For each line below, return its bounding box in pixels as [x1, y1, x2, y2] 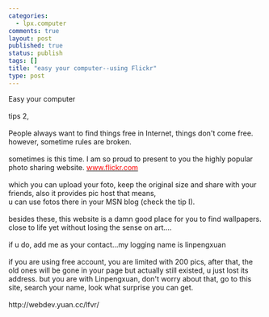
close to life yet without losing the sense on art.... [8, 223, 172, 232]
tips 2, [8, 111, 30, 121]
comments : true [8, 27, 60, 35]
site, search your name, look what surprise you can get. [8, 282, 194, 292]
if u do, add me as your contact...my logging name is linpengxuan [8, 240, 226, 249]
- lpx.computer [15, 19, 67, 27]
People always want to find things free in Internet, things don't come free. [8, 128, 254, 138]
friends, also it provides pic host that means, [8, 188, 157, 198]
